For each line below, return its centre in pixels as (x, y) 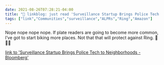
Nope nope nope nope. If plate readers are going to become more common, (82, 33)
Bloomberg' (17, 58)
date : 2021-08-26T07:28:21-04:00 (39, 10)
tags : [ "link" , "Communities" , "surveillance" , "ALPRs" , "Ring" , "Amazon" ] (79, 19)
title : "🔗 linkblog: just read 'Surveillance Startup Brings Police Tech (82, 14)
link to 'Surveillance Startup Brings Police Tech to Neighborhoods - (73, 52)
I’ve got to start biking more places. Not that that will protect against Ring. (80, 38)
